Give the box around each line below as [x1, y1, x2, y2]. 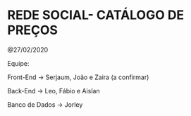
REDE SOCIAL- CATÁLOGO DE [7, 7, 185, 23]
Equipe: [7, 59, 30, 67]
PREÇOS [7, 22, 58, 38]
